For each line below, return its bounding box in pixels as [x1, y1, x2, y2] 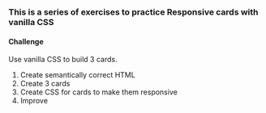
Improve [19, 96, 49, 106]
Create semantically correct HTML [19, 70, 135, 80]
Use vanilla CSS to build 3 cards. [8, 55, 118, 65]
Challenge [8, 36, 45, 46]
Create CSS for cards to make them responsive [19, 87, 178, 97]
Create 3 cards [19, 79, 71, 89]
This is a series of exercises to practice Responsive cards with [8, 6, 259, 18]
